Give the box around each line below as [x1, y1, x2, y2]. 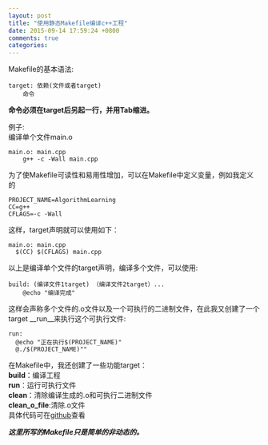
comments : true [8, 34, 59, 42]
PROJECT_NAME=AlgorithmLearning [8, 197, 116, 205]
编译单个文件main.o [8, 133, 74, 142]
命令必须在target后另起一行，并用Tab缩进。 [8, 105, 154, 115]
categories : [8, 42, 48, 50]
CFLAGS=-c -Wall [8, 210, 62, 218]
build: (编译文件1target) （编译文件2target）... [8, 280, 166, 288]
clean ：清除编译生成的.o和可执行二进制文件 [8, 391, 153, 400]
